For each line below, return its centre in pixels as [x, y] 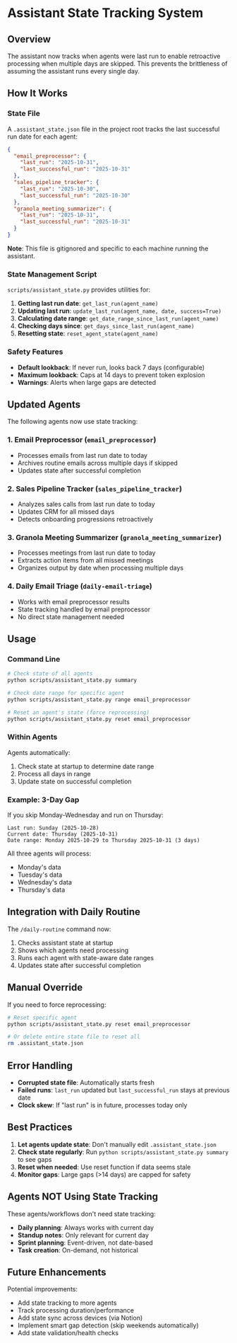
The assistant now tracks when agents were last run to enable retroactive [114, 56]
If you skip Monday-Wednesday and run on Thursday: [85, 815]
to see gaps [35, 1159]
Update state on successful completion [74, 781]
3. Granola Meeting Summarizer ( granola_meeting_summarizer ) [115, 537]
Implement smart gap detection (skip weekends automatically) [108, 1325]
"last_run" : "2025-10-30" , [60, 189]
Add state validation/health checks [68, 1333]
